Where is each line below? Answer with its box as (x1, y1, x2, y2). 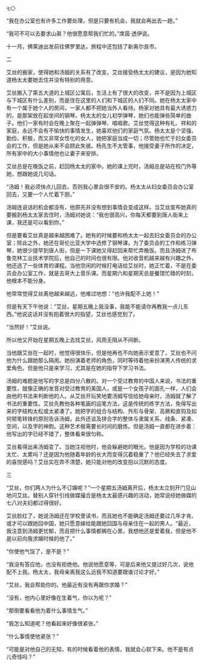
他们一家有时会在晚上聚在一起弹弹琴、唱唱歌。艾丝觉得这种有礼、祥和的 (16, 119, 197, 126)
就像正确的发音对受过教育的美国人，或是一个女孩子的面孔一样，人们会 (22, 385, 197, 392)
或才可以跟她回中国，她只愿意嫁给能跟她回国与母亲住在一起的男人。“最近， (6, 520, 195, 526)
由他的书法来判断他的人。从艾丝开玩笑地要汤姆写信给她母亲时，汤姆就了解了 (6, 392, 197, 399)
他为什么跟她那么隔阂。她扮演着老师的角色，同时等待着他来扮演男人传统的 (6, 357, 192, 364)
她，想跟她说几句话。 (6, 170, 59, 177)
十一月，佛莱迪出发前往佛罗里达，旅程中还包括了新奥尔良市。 (6, 43, 160, 50)
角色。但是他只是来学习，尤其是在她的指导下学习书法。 (11, 365, 149, 371)
